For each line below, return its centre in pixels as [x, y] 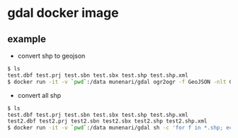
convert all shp [39, 95]
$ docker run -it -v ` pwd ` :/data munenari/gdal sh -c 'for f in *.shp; [115, 128]
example [27, 39]
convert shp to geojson [51, 56]
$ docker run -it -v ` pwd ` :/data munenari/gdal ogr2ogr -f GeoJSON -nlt [117, 82]
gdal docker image [63, 13]
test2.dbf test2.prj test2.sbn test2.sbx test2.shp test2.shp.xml [107, 121]
